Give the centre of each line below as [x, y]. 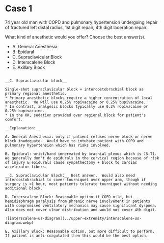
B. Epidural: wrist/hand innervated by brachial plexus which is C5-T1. [81, 154]
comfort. [14, 119]
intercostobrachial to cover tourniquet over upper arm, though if [76, 180]
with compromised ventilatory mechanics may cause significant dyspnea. [81, 205]
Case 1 [19, 9]
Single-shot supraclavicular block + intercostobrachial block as [74, 89]
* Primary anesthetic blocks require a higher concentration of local [79, 98]
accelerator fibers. [26, 167]
